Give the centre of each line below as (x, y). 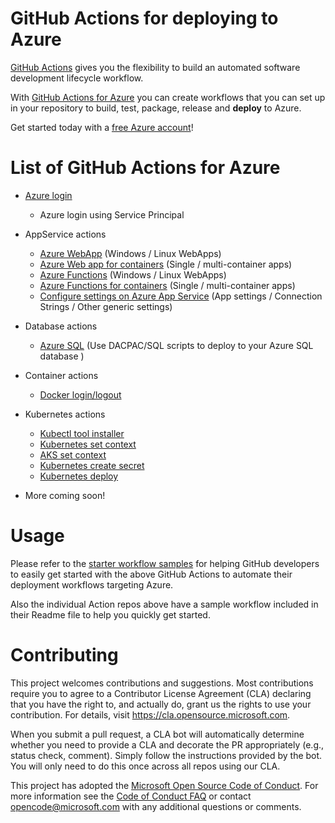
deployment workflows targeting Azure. (92, 584)
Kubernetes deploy (79, 476)
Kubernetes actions (65, 414)
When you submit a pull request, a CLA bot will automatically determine (157, 734)
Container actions (61, 375)
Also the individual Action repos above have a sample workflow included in (164, 604)
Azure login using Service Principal (112, 214)
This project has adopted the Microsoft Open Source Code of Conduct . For (164, 785)
